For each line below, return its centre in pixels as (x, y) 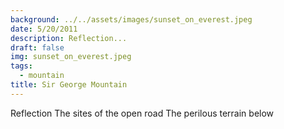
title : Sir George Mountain (69, 85)
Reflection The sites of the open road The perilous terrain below (142, 113)
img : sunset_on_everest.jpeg (71, 57)
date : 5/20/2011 (44, 29)
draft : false (37, 47)
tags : (21, 66)
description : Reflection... (69, 38)
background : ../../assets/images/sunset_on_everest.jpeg (131, 19)
